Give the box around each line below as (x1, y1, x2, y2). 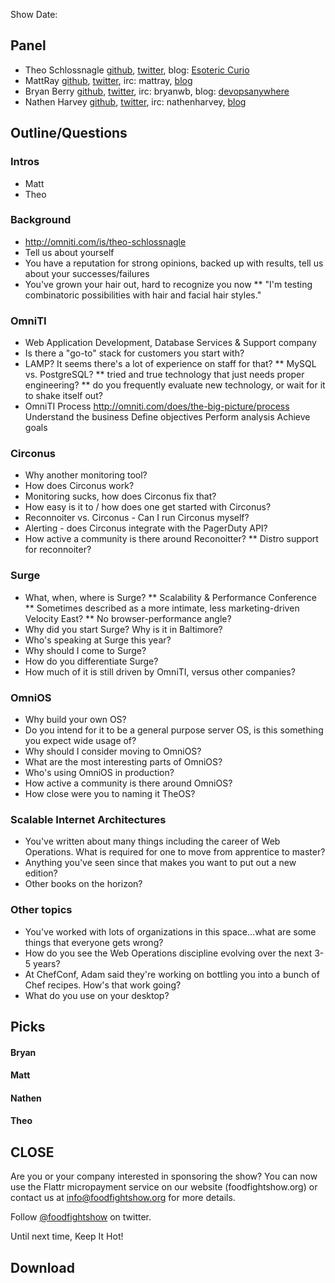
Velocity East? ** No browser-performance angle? (24, 612, 232, 624)
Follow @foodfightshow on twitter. (10, 1211, 152, 1223)
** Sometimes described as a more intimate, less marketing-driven (24, 602, 300, 614)
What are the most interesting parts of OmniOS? (24, 755, 223, 768)
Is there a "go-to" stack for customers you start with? (24, 347, 245, 359)
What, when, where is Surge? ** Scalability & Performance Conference (24, 591, 317, 603)
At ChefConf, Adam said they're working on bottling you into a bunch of (24, 968, 320, 980)
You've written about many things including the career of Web (24, 835, 281, 848)
